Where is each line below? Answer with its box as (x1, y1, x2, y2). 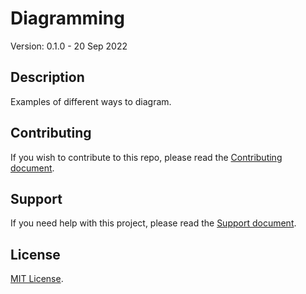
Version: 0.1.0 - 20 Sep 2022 (10, 40, 128, 52)
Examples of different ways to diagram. (10, 95, 172, 107)
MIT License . (10, 273, 64, 285)
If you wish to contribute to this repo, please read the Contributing (10, 151, 283, 163)
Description (10, 69, 85, 86)
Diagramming (10, 7, 125, 30)
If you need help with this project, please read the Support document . (10, 217, 297, 229)
